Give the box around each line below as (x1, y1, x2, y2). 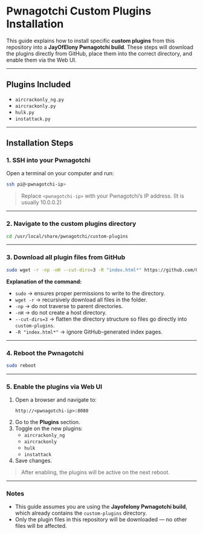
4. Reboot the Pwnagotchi (6, 349, 84, 357)
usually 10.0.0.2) (21, 199, 62, 206)
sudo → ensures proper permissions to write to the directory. (14, 289, 166, 297)
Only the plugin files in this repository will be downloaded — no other (14, 516, 187, 523)
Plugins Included (6, 80, 71, 90)
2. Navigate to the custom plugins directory (6, 219, 137, 228)
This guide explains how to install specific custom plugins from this (6, 37, 175, 44)
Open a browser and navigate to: (14, 396, 97, 404)
